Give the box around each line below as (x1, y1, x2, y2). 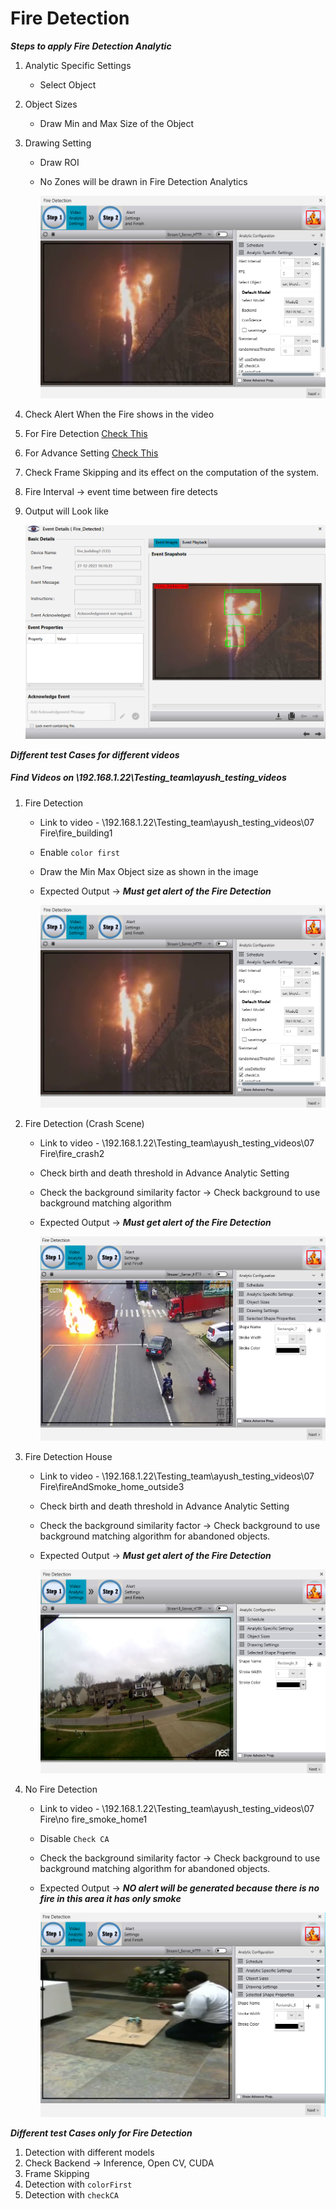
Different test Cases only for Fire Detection (10, 2127, 193, 2139)
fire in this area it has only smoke (39, 1892, 182, 1904)
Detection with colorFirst (24, 2178, 133, 2190)
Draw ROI (39, 156, 80, 168)
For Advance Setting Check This (24, 447, 159, 459)
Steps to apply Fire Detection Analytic (10, 40, 172, 52)
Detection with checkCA (24, 2188, 120, 2201)
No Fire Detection (24, 1783, 98, 1795)
